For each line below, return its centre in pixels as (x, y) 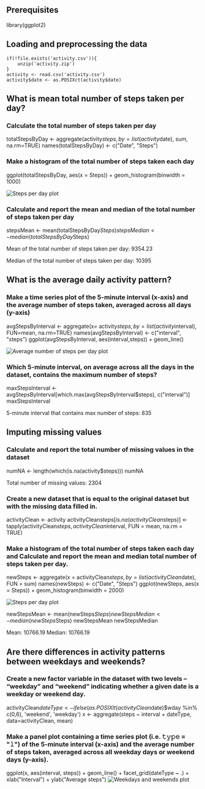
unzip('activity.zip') (46, 64)
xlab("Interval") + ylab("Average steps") (57, 780)
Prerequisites (32, 10)
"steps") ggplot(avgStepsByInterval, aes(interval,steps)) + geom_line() (95, 339)
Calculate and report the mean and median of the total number (101, 209)
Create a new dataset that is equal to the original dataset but (98, 499)
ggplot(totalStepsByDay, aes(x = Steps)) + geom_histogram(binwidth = (96, 175)
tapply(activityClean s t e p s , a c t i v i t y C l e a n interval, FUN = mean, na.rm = (95, 526)
